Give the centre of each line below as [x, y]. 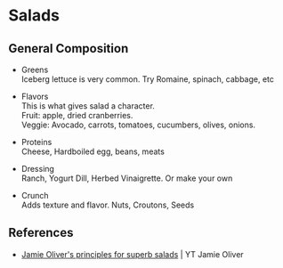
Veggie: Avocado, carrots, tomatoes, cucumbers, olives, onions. [138, 125]
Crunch [35, 195]
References [41, 233]
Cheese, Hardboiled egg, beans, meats [93, 151]
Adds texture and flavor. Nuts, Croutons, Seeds [108, 205]
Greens [35, 69]
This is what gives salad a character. [88, 106]
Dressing [38, 169]
